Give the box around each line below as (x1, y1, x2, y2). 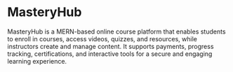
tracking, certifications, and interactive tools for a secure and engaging (7, 50, 213, 58)
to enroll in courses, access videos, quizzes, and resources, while (7, 34, 198, 43)
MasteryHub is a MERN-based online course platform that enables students (7, 27, 226, 36)
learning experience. (7, 57, 67, 65)
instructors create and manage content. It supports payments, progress (7, 42, 214, 50)
